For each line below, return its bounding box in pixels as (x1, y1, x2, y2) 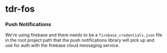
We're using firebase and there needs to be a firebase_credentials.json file (5, 32, 163, 38)
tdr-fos (5, 3, 35, 15)
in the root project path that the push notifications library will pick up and (5, 37, 155, 43)
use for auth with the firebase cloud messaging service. (5, 43, 120, 49)
